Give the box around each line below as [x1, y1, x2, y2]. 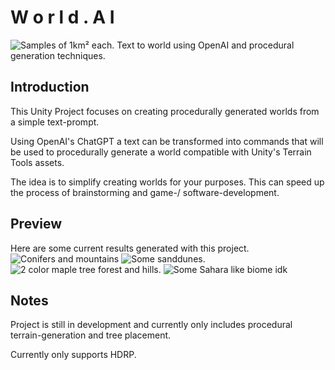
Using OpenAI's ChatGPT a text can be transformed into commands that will [10, 135, 324, 147]
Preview [10, 216, 63, 233]
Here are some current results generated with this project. [10, 242, 250, 254]
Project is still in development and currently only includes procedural [10, 319, 293, 331]
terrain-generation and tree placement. [10, 329, 172, 341]
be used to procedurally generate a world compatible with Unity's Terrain [10, 146, 312, 158]
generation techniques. [10, 49, 106, 61]
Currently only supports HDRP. [10, 349, 137, 361]
